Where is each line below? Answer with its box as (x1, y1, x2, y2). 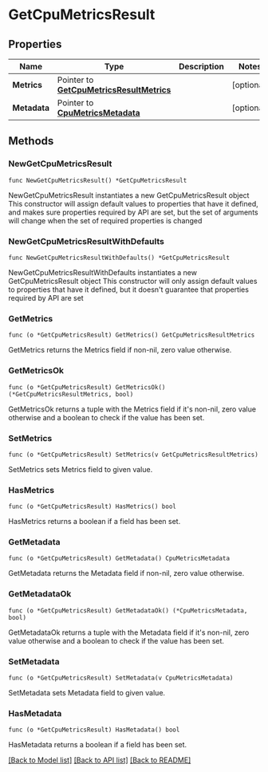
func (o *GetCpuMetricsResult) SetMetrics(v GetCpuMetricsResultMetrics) (8, 451, 259, 459)
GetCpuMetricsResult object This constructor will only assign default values (8, 276, 258, 286)
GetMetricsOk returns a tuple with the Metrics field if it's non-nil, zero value (8, 404, 257, 414)
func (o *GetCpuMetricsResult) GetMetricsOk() (8, 383, 166, 392)
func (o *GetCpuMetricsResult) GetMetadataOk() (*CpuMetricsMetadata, (8, 606, 248, 615)
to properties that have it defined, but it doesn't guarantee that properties (8, 285, 250, 294)
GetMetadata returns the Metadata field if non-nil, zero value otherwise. (8, 569, 245, 578)
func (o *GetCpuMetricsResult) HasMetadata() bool (8, 726, 180, 735)
